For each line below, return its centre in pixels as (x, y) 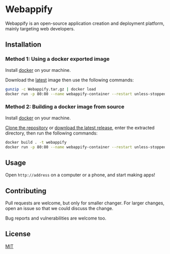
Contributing (26, 191)
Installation (23, 45)
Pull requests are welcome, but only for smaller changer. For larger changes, (85, 203)
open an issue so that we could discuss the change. (59, 208)
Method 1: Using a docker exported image (57, 59)
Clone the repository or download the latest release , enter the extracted (80, 128)
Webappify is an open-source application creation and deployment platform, (85, 23)
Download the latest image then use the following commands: (70, 80)
